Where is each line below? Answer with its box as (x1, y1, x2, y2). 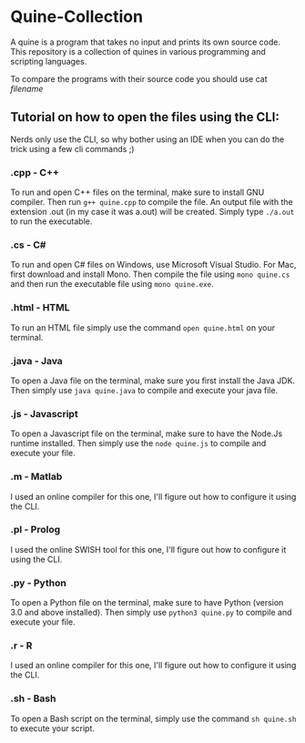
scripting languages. (10, 56, 87, 66)
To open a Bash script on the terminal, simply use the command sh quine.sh (10, 713, 297, 724)
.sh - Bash (10, 692, 56, 705)
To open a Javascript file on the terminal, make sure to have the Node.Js (10, 428, 283, 439)
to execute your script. (10, 722, 95, 734)
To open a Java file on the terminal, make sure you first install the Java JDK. (10, 375, 295, 386)
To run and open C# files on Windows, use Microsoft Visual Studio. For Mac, (10, 260, 297, 270)
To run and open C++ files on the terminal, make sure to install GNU (10, 187, 265, 198)
